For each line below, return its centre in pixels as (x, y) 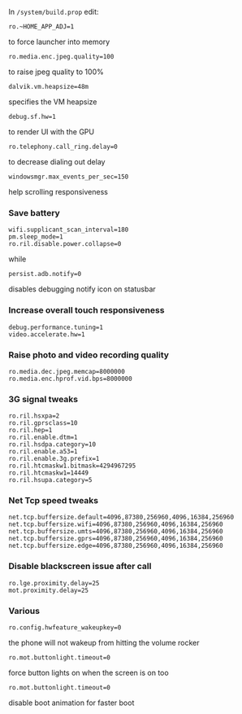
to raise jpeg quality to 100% (56, 72)
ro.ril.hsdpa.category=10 (52, 445)
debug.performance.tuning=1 (56, 327)
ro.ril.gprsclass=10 (43, 423)
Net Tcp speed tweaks (54, 501)
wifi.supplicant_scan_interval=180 (69, 230)
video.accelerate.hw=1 (47, 334)
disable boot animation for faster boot (71, 703)
